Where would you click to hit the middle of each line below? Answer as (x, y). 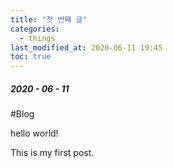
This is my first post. (52, 153)
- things (37, 38)
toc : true (31, 57)
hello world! (34, 133)
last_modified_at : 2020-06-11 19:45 (86, 47)
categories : (35, 29)
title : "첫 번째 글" (49, 19)
